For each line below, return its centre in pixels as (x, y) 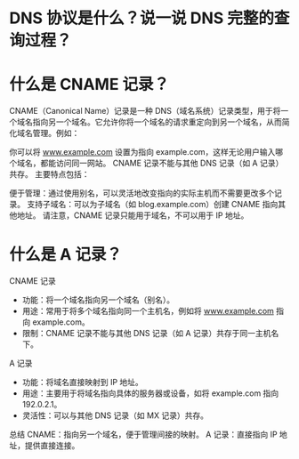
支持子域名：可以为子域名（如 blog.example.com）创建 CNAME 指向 (152, 205)
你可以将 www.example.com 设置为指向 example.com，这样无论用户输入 (142, 152)
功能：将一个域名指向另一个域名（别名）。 (98, 300)
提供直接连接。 (52, 446)
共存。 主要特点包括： (49, 174)
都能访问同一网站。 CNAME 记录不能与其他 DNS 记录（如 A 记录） (162, 163)
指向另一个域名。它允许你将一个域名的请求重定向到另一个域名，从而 (157, 122)
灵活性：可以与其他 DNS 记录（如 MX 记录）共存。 (115, 415)
